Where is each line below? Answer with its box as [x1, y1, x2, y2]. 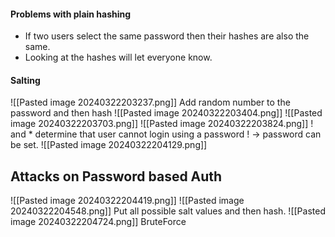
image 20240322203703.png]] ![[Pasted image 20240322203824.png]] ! [10, 118, 314, 130]
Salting [10, 74, 41, 86]
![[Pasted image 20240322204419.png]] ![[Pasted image [10, 195, 245, 207]
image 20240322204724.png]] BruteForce [10, 216, 187, 228]
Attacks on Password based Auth [10, 168, 223, 185]
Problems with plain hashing [10, 8, 132, 20]
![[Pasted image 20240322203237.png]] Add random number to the [10, 96, 291, 109]
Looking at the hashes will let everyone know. [24, 51, 213, 64]
